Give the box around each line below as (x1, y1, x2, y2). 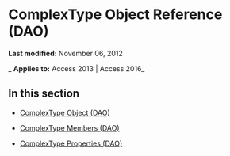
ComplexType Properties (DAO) (19, 139, 123, 148)
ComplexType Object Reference (8, 6, 223, 24)
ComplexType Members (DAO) (19, 123, 121, 132)
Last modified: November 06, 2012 (8, 48, 123, 58)
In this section (8, 87, 80, 101)
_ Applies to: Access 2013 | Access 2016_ (8, 63, 145, 73)
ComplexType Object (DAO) (19, 108, 111, 117)
